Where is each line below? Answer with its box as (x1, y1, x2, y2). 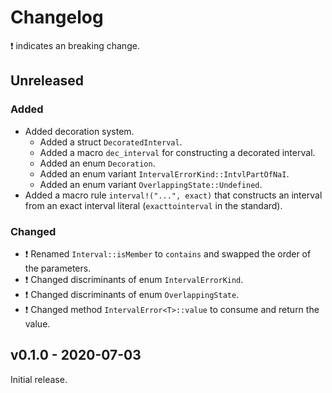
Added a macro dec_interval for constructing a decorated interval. (39, 146, 316, 158)
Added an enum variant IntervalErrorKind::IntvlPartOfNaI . (39, 167, 290, 180)
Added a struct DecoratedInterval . (39, 136, 183, 148)
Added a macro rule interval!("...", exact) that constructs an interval (24, 189, 323, 201)
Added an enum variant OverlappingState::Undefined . (39, 178, 263, 190)
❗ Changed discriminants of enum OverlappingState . (24, 288, 240, 300)
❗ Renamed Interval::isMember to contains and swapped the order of (24, 247, 312, 260)
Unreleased (10, 72, 85, 90)
